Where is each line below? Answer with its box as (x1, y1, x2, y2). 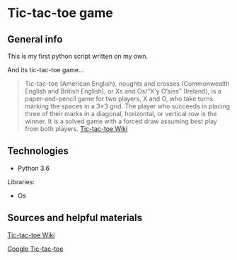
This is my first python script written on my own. (7, 52, 149, 60)
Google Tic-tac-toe (7, 244, 64, 253)
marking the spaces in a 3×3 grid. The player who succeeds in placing (24, 102, 231, 111)
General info (7, 33, 63, 45)
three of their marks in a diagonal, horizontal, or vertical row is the (24, 110, 217, 118)
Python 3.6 (17, 164, 50, 172)
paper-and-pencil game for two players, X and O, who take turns (24, 94, 214, 103)
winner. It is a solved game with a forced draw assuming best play (24, 117, 217, 125)
